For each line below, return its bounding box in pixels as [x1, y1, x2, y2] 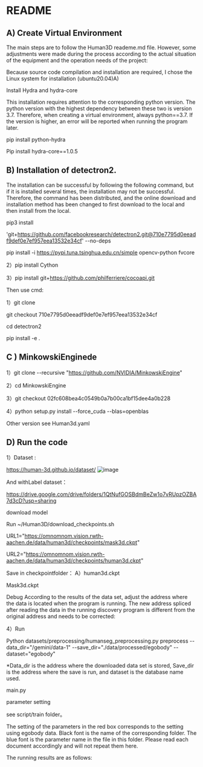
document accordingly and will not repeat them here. [6, 742, 138, 749]
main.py [6, 686, 26, 694]
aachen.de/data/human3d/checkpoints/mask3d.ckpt [6, 539, 138, 546]
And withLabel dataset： [6, 478, 68, 486]
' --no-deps [82, 237, 111, 244]
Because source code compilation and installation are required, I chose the [6, 69, 193, 76]
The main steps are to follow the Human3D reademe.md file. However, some [6, 44, 196, 51]
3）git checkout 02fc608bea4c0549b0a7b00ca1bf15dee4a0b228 [6, 395, 171, 402]
